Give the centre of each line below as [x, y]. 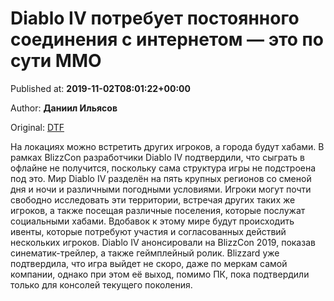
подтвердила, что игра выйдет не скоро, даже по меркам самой [149, 263]
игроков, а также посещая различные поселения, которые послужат [158, 210]
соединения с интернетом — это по [167, 39]
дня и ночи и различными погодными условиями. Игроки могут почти [161, 189]
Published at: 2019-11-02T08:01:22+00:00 [100, 88]
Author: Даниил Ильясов [64, 108]
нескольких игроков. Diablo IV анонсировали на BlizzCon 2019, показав [163, 242]
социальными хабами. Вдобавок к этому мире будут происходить [152, 221]
